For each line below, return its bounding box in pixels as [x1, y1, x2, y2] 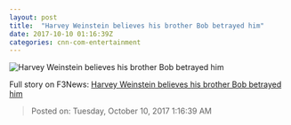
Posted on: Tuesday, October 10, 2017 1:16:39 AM [30, 105, 212, 116]
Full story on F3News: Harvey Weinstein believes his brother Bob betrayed [9, 79, 282, 90]
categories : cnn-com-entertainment [9, 37, 141, 47]
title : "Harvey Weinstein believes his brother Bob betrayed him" [9, 21, 265, 30]
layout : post [9, 12, 58, 22]
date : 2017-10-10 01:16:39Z [9, 29, 114, 38]
